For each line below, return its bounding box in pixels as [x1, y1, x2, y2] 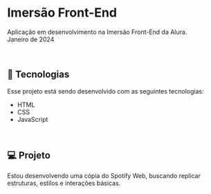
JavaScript [17, 115, 48, 123]
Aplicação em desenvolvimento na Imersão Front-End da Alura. [7, 28, 187, 36]
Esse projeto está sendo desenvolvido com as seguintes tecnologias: [7, 87, 204, 95]
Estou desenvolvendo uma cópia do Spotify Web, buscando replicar [7, 171, 201, 179]
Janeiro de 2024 [7, 35, 55, 43]
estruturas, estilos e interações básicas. [7, 179, 121, 187]
